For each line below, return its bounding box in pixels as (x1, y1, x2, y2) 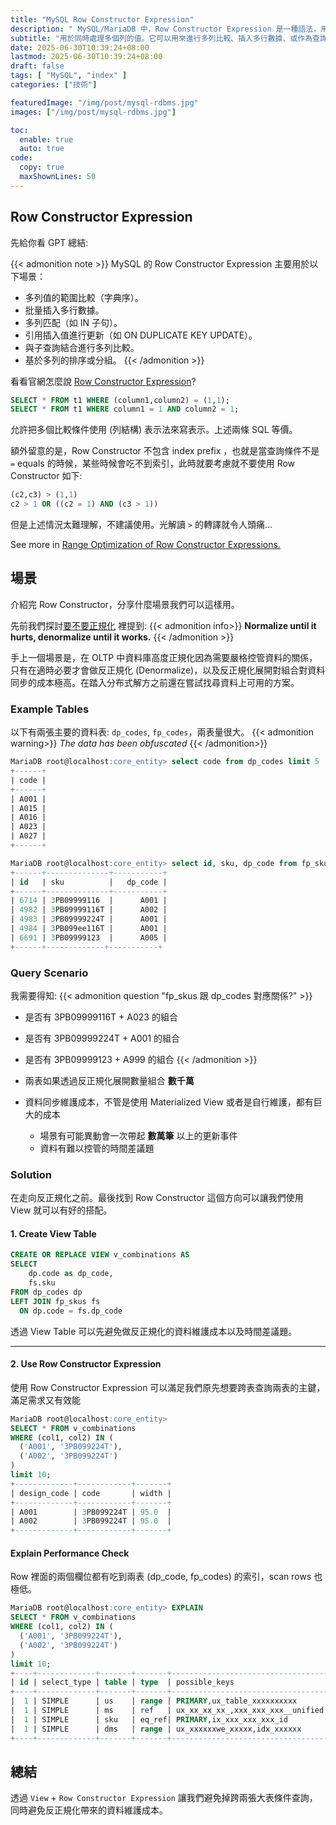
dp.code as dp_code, (28, 1269, 114, 1279)
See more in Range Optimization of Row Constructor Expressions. (10, 539, 281, 551)
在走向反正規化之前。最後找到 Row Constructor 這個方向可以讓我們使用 (10, 1192, 304, 1204)
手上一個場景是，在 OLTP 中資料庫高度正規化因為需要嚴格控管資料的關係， (10, 651, 318, 663)
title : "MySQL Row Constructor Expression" (10, 14, 195, 25)
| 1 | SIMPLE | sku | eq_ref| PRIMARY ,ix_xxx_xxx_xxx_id (10, 1714, 288, 1725)
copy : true (19, 162, 65, 173)
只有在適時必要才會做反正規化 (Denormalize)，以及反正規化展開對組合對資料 (10, 664, 326, 676)
